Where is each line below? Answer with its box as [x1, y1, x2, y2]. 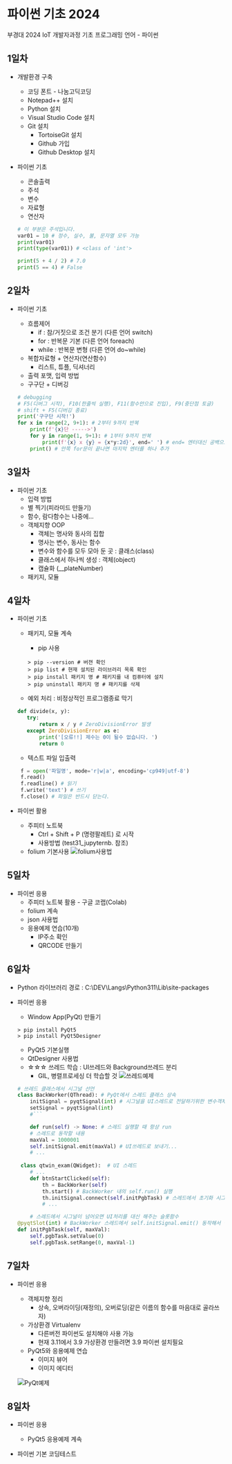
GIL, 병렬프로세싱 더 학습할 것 [37, 1071, 117, 1079]
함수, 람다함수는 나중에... [27, 512, 95, 520]
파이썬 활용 [17, 806, 48, 815]
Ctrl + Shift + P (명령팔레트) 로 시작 [37, 829, 135, 838]
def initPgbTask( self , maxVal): [17, 1226, 110, 1233]
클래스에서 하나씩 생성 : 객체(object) [37, 555, 136, 563]
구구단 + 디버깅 [27, 380, 69, 388]
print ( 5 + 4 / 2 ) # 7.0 [17, 258, 86, 265]
